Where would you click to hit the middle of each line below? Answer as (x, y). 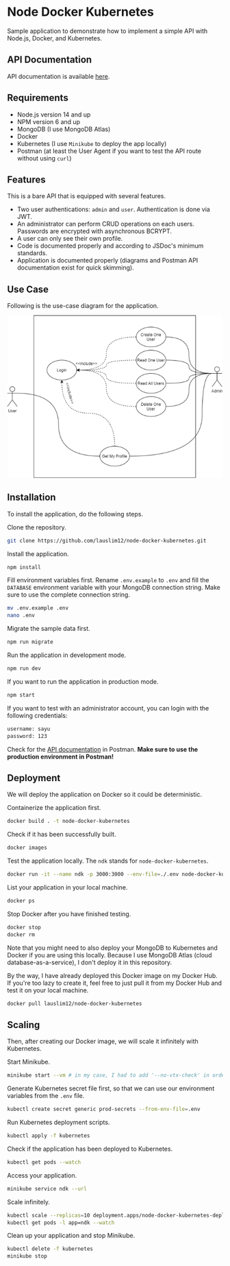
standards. (32, 253)
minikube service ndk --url (47, 1189)
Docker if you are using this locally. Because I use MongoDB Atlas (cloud (110, 955)
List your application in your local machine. (67, 887)
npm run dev (24, 669)
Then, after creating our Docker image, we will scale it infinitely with (103, 1041)
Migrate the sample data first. (49, 629)
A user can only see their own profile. (70, 239)
